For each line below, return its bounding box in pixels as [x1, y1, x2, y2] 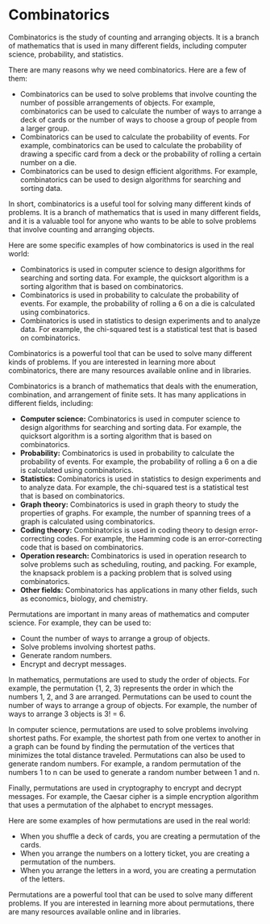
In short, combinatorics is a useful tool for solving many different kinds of [8, 199, 251, 209]
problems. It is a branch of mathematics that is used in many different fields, [8, 207, 261, 217]
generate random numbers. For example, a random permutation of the [8, 759, 242, 769]
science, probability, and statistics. [8, 49, 124, 59]
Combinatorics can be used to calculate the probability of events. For [19, 131, 250, 142]
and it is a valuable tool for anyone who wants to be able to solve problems [8, 216, 256, 226]
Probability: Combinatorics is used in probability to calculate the [19, 448, 235, 458]
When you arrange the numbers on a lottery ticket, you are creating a [19, 848, 250, 858]
